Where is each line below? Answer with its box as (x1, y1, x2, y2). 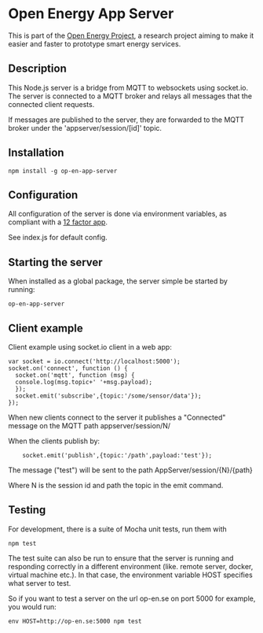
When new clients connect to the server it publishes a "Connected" (8, 413, 226, 422)
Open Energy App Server (8, 5, 174, 23)
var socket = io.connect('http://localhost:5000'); (8, 357, 181, 365)
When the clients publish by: (8, 436, 100, 446)
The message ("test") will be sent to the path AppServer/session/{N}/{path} (8, 465, 253, 475)
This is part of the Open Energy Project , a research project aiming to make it (8, 31, 254, 40)
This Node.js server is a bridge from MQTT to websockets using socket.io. (8, 83, 249, 92)
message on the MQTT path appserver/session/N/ (8, 421, 171, 430)
